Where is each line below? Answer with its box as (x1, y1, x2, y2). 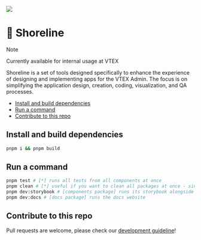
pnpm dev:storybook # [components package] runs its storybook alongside (6, 189, 194, 195)
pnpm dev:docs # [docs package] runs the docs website (6, 195, 146, 201)
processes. (6, 88, 34, 95)
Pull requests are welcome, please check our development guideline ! (6, 227, 176, 234)
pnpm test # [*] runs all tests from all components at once (6, 178, 162, 184)
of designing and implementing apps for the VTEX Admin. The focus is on (6, 75, 187, 82)
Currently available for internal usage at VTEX (6, 57, 119, 64)
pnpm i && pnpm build (6, 145, 60, 152)
